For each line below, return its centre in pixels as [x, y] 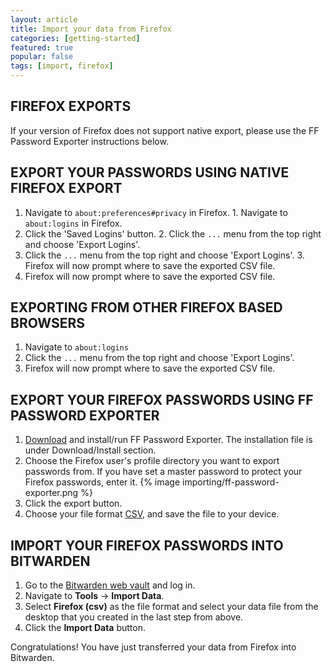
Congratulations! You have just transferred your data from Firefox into [153, 647]
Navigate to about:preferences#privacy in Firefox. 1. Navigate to [156, 212]
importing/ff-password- [231, 482]
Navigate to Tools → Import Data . [94, 596]
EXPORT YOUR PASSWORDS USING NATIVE [150, 172]
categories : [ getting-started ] [75, 38]
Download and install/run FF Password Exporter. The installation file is [168, 440]
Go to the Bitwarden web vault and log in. [110, 585]
